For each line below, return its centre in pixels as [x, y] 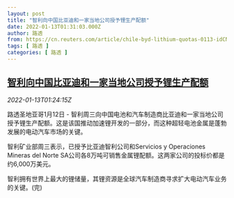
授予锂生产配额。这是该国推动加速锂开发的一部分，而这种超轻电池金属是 [111, 123]
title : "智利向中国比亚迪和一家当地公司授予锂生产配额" [78, 20]
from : [15, 40]
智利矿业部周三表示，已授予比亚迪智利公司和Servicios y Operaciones [106, 146]
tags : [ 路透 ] [28, 46]
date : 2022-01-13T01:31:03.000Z [54, 26]
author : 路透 [25, 33]
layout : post [26, 14]
